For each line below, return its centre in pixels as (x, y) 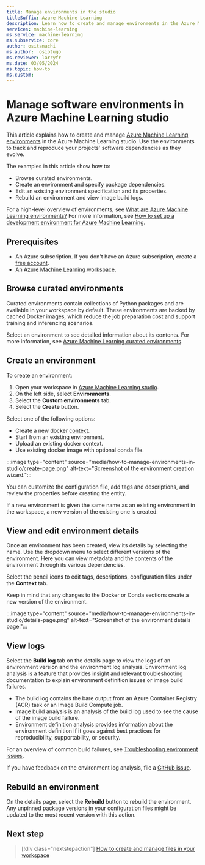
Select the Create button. (47, 406)
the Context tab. (27, 583)
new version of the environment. (47, 602)
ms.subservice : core (33, 40)
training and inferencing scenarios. (50, 323)
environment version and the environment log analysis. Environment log (96, 667)
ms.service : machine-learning (45, 35)
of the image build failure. (47, 718)
